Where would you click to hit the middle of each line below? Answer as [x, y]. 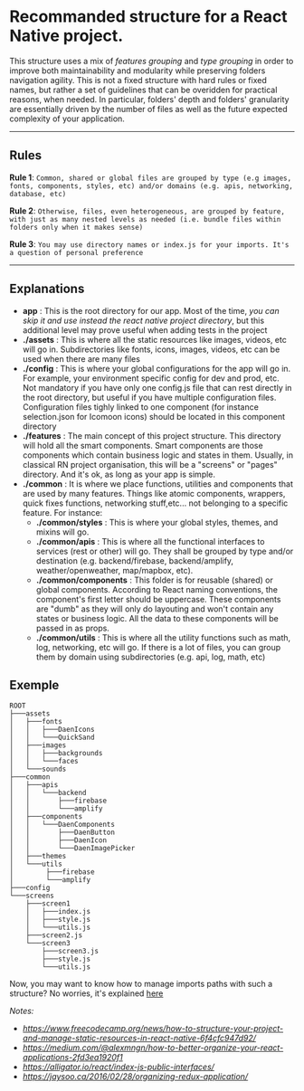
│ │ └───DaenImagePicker [72, 849]
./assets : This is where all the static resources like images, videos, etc [154, 339]
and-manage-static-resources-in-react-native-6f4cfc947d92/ [139, 1039]
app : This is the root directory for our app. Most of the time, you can [151, 310]
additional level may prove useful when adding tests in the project [145, 330]
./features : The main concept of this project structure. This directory [152, 435]
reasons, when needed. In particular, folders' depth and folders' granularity [149, 99]
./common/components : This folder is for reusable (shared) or [154, 580]
